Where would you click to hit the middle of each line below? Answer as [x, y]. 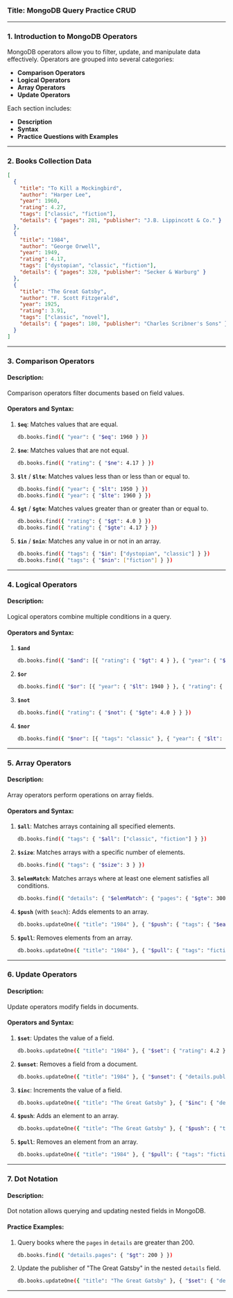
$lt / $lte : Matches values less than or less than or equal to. [104, 476]
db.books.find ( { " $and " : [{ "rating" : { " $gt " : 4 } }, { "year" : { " [120, 661]
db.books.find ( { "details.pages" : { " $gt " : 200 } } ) [95, 1255]
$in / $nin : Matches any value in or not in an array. [89, 541]
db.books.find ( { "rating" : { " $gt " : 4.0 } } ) [84, 522]
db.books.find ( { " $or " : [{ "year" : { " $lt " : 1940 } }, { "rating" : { [120, 687]
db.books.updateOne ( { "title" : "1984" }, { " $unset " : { [100, 1076]
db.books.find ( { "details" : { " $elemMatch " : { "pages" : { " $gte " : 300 [121, 898]
